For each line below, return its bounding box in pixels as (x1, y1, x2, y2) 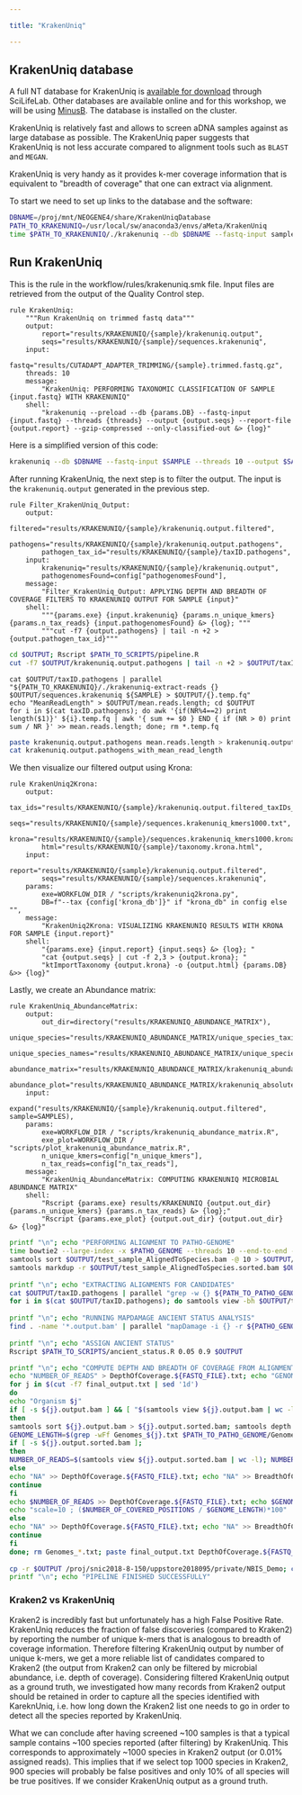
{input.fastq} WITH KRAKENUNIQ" (9, 392, 130, 401)
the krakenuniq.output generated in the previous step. (9, 483, 209, 493)
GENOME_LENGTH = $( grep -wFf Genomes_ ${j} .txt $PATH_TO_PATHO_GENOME (9, 1430, 268, 1439)
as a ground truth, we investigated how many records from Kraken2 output (9, 1681, 286, 1692)
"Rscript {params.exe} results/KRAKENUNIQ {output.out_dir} (41, 1199, 271, 1208)
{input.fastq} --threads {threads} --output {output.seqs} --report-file (9, 416, 292, 425)
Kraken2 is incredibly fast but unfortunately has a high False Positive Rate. (9, 1614, 284, 1625)
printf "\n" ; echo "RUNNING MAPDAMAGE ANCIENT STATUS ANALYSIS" (9, 1313, 255, 1323)
